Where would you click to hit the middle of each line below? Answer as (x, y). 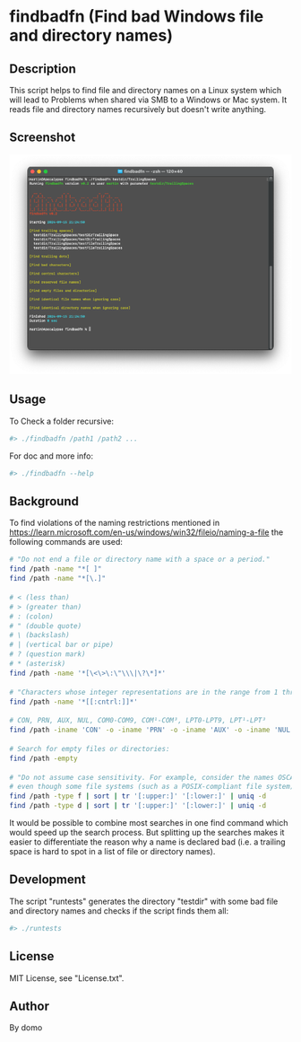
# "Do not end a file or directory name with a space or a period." (140, 560)
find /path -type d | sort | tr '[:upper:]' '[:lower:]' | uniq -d (138, 806)
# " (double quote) (46, 626)
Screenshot (43, 138)
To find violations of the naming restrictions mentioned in (115, 523)
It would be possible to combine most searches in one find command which (149, 823)
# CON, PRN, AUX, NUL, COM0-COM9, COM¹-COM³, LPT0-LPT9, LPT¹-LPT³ (138, 721)
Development (48, 880)
